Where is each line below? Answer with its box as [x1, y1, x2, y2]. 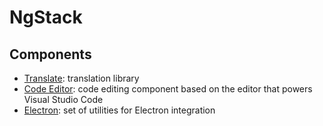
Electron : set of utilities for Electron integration [23, 104, 216, 116]
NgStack [9, 6, 83, 29]
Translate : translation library [23, 72, 140, 84]
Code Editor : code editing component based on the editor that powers [23, 83, 313, 95]
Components [9, 46, 92, 63]
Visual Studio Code [23, 94, 104, 105]
